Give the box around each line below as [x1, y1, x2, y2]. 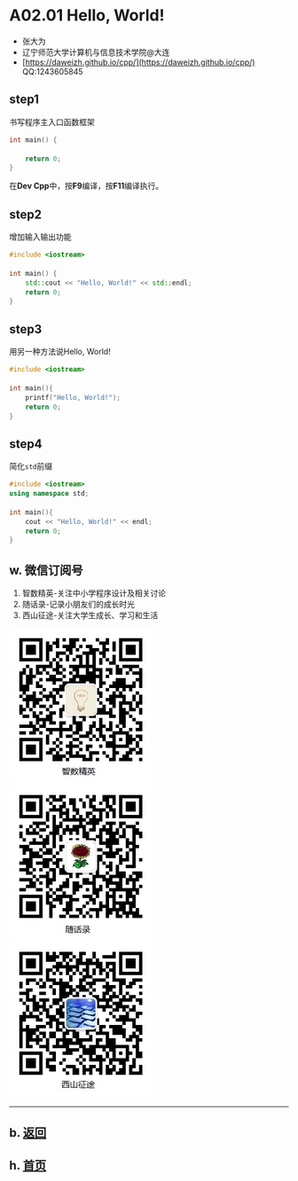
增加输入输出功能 [9, 231, 72, 242]
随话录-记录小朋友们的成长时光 [21, 599, 136, 610]
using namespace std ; [9, 489, 90, 498]
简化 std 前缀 [9, 461, 53, 472]
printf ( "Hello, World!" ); [25, 393, 122, 402]
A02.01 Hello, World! [9, 5, 165, 26]
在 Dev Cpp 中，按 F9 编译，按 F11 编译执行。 [9, 181, 164, 192]
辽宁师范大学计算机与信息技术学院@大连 [21, 46, 170, 58]
